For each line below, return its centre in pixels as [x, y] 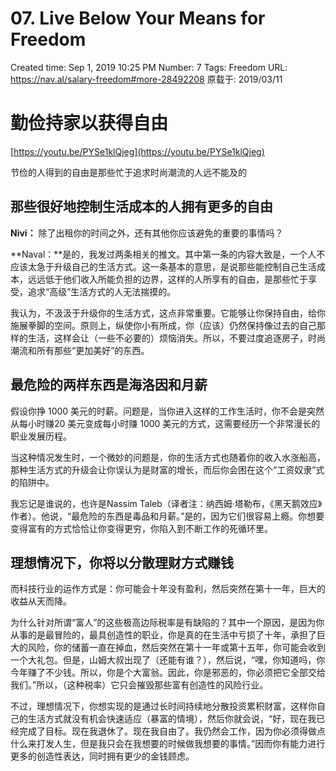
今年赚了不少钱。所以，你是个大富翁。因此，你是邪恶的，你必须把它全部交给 [168, 673]
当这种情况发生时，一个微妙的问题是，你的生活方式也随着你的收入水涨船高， [168, 457]
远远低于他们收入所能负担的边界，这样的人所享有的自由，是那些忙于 [167, 279]
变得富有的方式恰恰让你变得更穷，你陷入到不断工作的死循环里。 [141, 528]
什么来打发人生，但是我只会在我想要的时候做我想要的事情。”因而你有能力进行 [168, 744]
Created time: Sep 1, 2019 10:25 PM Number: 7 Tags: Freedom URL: [149, 67]
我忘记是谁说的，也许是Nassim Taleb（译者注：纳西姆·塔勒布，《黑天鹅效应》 [166, 503]
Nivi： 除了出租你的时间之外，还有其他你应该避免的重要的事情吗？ [147, 233]
